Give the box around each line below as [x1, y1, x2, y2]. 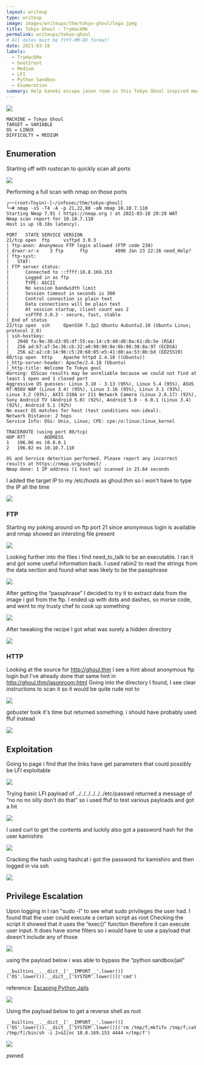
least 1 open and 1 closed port [6, 375, 88, 382]
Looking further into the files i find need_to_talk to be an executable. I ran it [6, 553, 194, 560]
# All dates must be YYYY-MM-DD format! [6, 37, 110, 43]
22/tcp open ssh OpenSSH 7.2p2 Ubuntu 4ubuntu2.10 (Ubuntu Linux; [6, 322, 191, 329]
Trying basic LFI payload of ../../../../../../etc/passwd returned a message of [6, 790, 192, 797]
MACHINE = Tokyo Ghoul [6, 116, 64, 122]
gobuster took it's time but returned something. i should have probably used [6, 708, 197, 716]
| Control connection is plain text [6, 296, 113, 302]
